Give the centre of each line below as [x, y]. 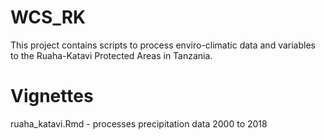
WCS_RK [48, 17]
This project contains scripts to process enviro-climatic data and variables [163, 45]
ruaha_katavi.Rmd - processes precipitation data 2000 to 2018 [139, 123]
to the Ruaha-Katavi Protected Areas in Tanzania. [111, 55]
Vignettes [52, 96]
